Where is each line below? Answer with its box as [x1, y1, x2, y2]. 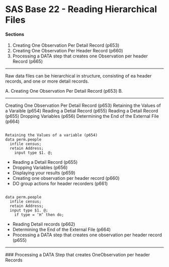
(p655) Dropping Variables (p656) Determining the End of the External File [5, 113, 159, 119]
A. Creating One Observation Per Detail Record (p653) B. [5, 88, 123, 94]
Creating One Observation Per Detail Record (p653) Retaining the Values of [5, 102, 161, 109]
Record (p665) [12, 58, 43, 64]
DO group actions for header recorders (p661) [12, 180, 108, 187]
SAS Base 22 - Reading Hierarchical [5, 4, 157, 15]
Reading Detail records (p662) [12, 221, 75, 227]
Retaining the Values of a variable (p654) [5, 132, 98, 138]
